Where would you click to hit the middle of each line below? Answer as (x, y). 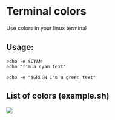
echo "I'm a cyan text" (36, 66)
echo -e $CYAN (24, 61)
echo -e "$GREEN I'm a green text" (51, 77)
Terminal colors (46, 11)
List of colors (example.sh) (58, 96)
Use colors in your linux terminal (46, 28)
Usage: (20, 47)
